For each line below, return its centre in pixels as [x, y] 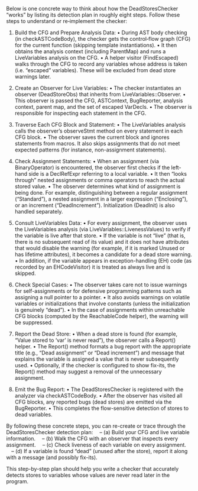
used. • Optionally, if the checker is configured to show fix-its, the [95, 365]
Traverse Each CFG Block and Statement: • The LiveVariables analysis [100, 125]
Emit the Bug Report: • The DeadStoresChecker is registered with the [99, 389]
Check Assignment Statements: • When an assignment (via [87, 161]
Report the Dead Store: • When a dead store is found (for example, [96, 334]
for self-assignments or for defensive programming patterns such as [98, 291]
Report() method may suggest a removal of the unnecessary [88, 372]
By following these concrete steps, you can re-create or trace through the [96, 426]
